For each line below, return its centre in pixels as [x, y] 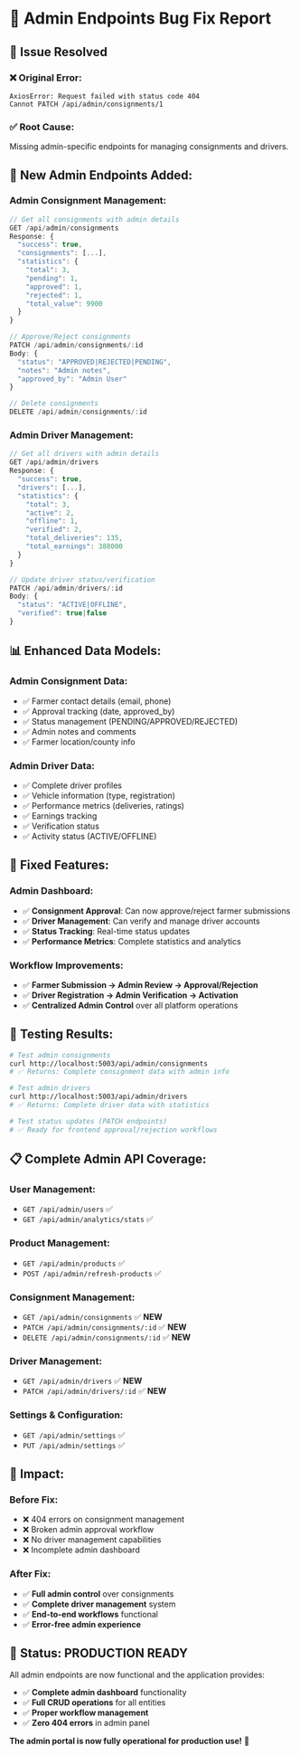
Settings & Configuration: [66, 1415]
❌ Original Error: [46, 78]
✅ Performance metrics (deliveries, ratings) [103, 805]
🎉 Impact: [37, 1474]
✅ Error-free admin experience [82, 1624]
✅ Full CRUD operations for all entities [94, 1703]
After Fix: [30, 1574]
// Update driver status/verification [82, 579]
